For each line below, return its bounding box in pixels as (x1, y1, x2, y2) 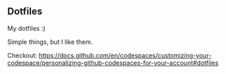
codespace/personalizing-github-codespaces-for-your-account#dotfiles (7, 59, 219, 67)
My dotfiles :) (7, 24, 46, 32)
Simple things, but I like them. (7, 38, 93, 46)
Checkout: (7, 51, 37, 59)
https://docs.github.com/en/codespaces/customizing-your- (38, 51, 212, 59)
